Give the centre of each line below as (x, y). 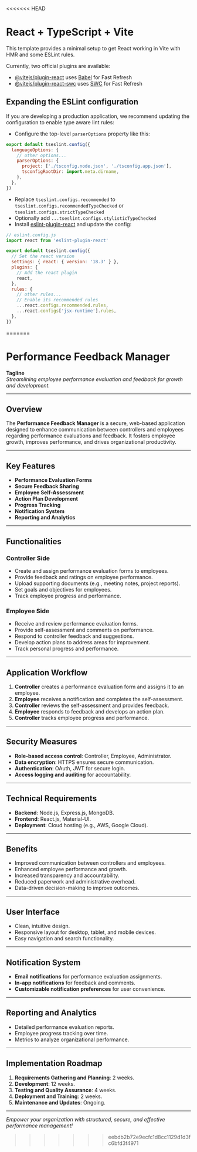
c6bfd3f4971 (123, 1143)
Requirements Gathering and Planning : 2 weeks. (74, 1078)
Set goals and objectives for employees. (63, 589)
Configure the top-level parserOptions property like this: (82, 134)
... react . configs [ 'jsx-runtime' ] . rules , (67, 311)
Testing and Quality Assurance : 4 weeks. (65, 1090)
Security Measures (42, 742)
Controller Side (28, 558)
